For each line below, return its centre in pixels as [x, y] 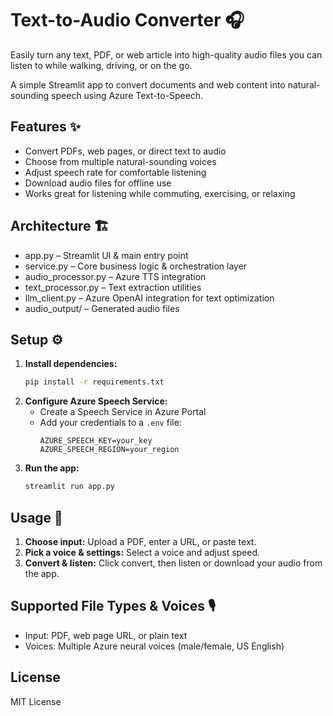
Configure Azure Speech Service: [96, 401]
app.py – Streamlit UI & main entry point [106, 255]
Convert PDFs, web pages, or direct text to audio [125, 151]
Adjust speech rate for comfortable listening [115, 172]
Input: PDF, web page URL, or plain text [106, 635]
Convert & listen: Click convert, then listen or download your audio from [173, 563]
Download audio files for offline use [98, 183]
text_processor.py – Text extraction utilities [113, 287]
